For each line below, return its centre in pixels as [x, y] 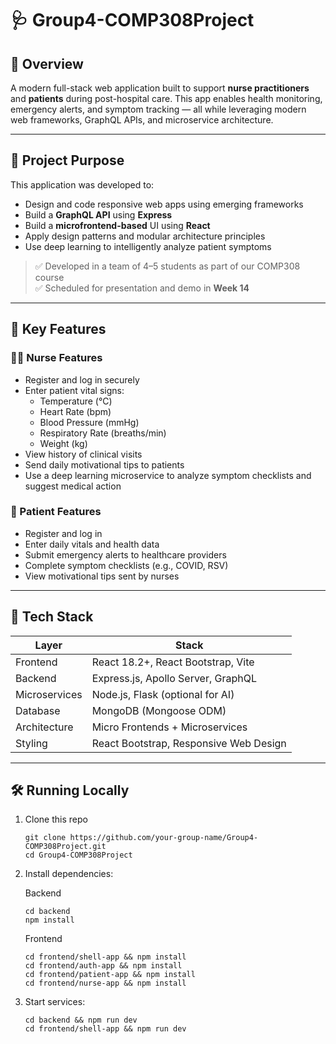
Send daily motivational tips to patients [104, 464]
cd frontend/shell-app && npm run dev [105, 1029]
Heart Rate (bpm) [75, 411]
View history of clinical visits [83, 454]
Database [38, 710]
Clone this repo [56, 819]
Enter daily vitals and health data [92, 544]
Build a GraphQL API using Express [98, 214]
